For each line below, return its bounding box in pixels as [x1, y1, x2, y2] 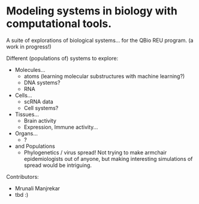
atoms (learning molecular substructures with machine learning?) [23, 72, 185, 80]
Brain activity [23, 117, 57, 124]
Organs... [14, 130, 38, 137]
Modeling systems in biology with [6, 4, 178, 18]
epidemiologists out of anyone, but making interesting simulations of [23, 155, 193, 162]
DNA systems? [23, 79, 61, 86]
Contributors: [6, 173, 39, 180]
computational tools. [6, 17, 112, 31]
